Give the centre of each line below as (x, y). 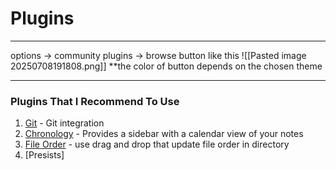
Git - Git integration (64, 123)
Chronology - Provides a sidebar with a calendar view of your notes (164, 134)
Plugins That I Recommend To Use (95, 101)
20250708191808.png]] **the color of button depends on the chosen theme (166, 66)
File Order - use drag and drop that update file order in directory (157, 144)
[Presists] (44, 155)
